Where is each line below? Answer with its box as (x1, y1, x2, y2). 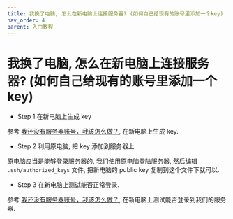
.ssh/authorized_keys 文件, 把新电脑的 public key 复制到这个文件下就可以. (7, 166, 220, 174)
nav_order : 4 (7, 17, 45, 24)
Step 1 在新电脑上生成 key (17, 113, 92, 121)
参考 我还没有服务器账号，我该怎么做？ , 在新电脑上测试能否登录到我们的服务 (7, 195, 227, 204)
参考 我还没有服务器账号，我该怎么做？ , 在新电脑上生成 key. (7, 127, 179, 136)
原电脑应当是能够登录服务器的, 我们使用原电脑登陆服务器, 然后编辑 (7, 157, 197, 165)
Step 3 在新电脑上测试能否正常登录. (17, 181, 120, 189)
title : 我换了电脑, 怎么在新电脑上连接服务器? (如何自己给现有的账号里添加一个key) (7, 10, 224, 17)
